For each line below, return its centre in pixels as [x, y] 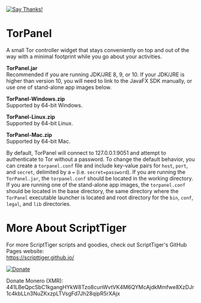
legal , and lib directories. [39, 203]
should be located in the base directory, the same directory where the [92, 191]
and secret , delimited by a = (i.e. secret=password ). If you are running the [96, 172]
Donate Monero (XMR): [35, 280]
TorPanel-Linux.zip [31, 116]
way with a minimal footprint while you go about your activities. [84, 56]
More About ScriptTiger [67, 228]
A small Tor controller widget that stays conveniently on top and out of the [98, 50]
